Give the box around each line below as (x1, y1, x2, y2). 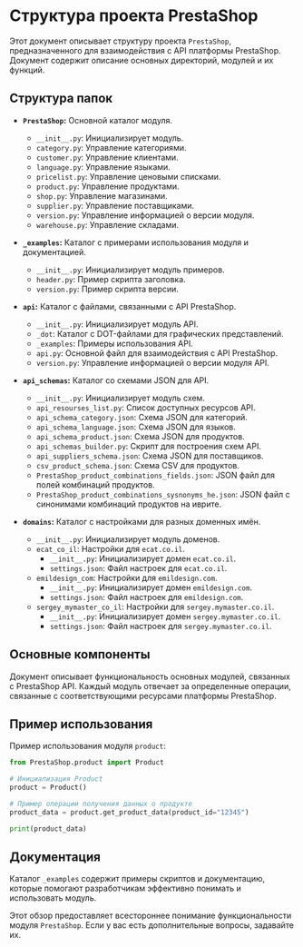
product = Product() (9, 783, 88, 793)
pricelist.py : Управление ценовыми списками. (35, 171, 221, 182)
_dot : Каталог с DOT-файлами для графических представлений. (35, 328, 284, 339)
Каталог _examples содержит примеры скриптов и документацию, (9, 873, 266, 884)
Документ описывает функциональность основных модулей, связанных (9, 671, 290, 682)
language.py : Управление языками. (35, 161, 171, 173)
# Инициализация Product (9, 774, 103, 784)
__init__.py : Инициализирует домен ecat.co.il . (49, 553, 237, 564)
